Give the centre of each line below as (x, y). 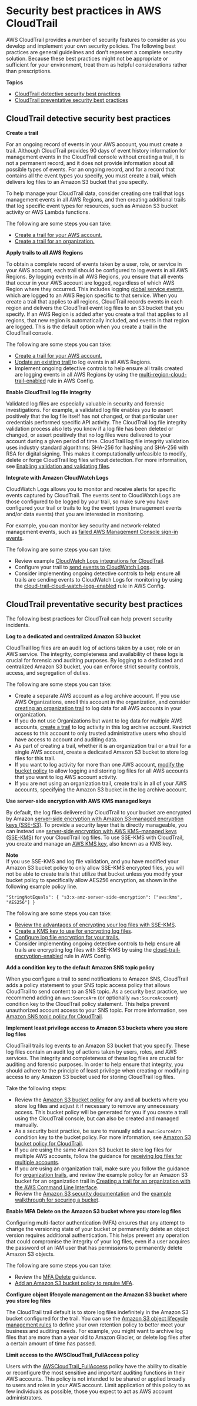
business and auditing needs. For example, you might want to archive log (95, 1331)
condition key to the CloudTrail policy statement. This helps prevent (88, 1004)
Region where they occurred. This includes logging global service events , (95, 289)
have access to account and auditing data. (66, 739)
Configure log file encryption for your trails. (67, 937)
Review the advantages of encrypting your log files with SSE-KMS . (95, 925)
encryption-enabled (39, 956)
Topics (15, 82)
